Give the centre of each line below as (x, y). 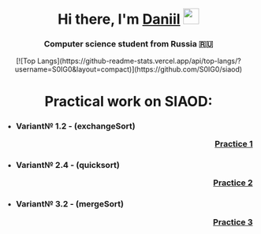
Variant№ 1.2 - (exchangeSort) (75, 126)
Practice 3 (233, 222)
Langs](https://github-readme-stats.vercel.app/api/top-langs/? (139, 61)
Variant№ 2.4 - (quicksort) (68, 165)
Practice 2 (233, 183)
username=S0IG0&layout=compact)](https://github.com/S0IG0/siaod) (129, 69)
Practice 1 (234, 143)
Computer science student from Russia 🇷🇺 (129, 44)
